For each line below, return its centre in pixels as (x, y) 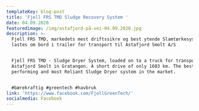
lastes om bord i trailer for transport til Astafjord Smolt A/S (94, 45)
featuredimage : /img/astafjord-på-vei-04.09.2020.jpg (74, 28)
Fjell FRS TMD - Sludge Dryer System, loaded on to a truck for (92, 61)
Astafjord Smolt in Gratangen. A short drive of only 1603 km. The (97, 66)
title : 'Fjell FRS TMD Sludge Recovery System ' (67, 17)
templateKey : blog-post (36, 12)
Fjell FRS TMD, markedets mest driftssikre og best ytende (86, 39)
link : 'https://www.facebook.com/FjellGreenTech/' (70, 93)
